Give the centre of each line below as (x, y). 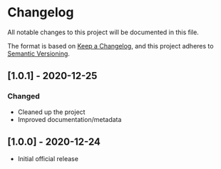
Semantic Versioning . (38, 53)
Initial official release (48, 159)
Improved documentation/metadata (70, 119)
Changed (24, 96)
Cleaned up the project (51, 112)
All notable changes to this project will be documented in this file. (103, 32)
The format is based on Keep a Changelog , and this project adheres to (110, 46)
